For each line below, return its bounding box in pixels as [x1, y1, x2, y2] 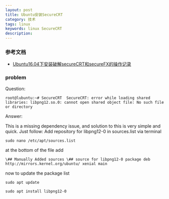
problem [5, 74, 27, 81]
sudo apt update [5, 180, 39, 185]
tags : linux [5, 21, 30, 27]
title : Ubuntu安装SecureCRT [5, 12, 63, 17]
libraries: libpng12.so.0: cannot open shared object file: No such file [5, 100, 164, 105]
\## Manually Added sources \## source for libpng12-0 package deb [5, 156, 151, 162]
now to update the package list [5, 170, 70, 176]
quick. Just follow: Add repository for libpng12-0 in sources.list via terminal [5, 128, 162, 134]
